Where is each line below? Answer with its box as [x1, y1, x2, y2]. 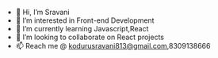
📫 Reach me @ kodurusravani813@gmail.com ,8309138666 [15, 42, 211, 50]
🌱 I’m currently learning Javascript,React [15, 24, 149, 33]
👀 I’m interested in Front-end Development [15, 16, 155, 25]
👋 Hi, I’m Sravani [15, 8, 70, 16]
